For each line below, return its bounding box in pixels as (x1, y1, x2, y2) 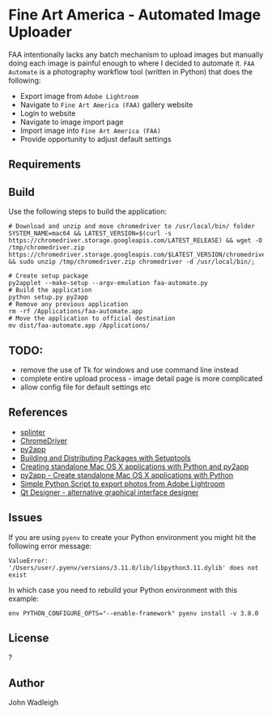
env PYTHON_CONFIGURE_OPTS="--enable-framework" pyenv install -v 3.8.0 (8, 609, 259, 617)
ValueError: (8, 556, 49, 564)
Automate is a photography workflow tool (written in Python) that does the (8, 66, 253, 76)
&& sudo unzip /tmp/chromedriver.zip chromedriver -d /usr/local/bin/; (8, 257, 255, 266)
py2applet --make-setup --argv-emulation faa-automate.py (8, 279, 208, 287)
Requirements (8, 158, 81, 172)
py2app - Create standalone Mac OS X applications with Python (19, 470, 234, 479)
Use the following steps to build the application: (8, 206, 168, 216)
